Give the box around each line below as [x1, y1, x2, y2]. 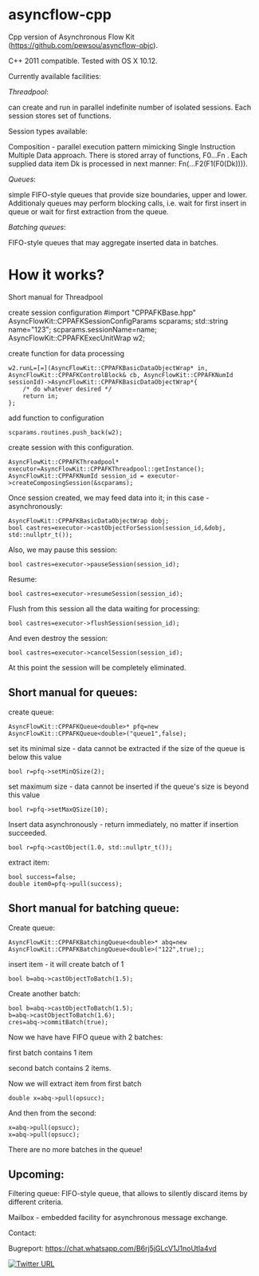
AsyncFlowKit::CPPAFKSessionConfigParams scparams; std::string [8, 316, 229, 325]
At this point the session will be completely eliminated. [8, 662, 186, 672]
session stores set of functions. [8, 110, 112, 121]
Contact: [8, 1228, 37, 1238]
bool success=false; [8, 873, 77, 880]
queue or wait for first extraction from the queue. [8, 206, 169, 217]
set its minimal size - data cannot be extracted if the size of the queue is [8, 743, 245, 753]
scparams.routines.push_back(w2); [8, 428, 124, 436]
